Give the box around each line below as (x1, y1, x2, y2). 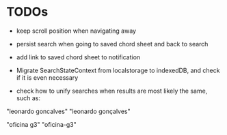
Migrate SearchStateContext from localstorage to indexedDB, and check (16, 66, 220, 74)
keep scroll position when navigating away (16, 27, 137, 35)
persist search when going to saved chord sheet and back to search (16, 40, 209, 48)
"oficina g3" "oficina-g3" (6, 120, 77, 128)
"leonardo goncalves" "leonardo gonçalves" (6, 107, 131, 115)
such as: (16, 93, 40, 102)
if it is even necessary (16, 73, 79, 82)
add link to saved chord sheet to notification (16, 52, 141, 61)
